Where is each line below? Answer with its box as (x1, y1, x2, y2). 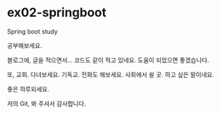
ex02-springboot (7, 5, 107, 20)
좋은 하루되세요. (7, 85, 50, 93)
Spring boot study (7, 27, 58, 35)
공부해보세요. (7, 41, 42, 49)
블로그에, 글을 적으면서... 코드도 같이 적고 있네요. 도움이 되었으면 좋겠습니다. (7, 56, 209, 64)
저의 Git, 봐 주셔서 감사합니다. (7, 99, 86, 107)
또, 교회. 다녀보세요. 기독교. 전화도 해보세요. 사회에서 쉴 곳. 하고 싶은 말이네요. (7, 70, 214, 79)
